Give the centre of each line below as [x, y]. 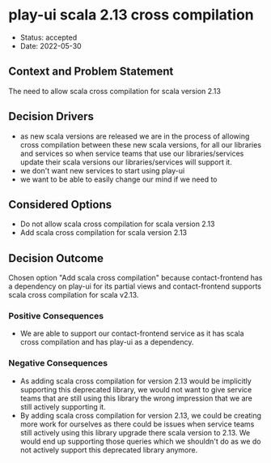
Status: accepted [49, 37]
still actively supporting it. [63, 406]
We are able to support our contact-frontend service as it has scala [132, 333]
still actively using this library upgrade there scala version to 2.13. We [135, 432]
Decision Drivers [51, 116]
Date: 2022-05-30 [51, 45]
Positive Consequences [56, 316]
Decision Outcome [56, 258]
